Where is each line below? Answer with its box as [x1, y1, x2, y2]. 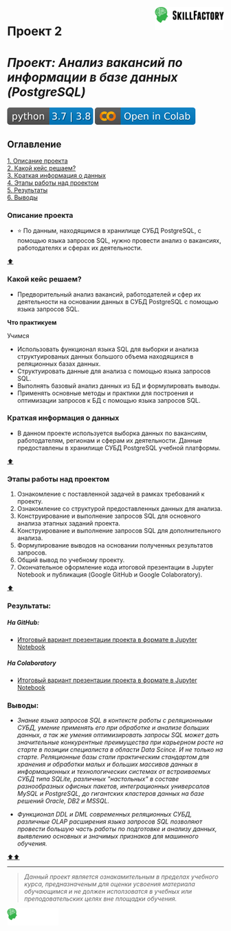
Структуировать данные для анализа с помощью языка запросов [16, 367, 211, 375]
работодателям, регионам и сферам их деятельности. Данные [16, 436, 203, 444]
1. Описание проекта [7, 157, 68, 165]
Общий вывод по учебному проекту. [16, 556, 125, 564]
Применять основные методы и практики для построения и [16, 389, 194, 397]
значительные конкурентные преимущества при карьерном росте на [16, 738, 223, 747]
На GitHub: [7, 618, 40, 626]
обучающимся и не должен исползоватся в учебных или [23, 888, 192, 896]
